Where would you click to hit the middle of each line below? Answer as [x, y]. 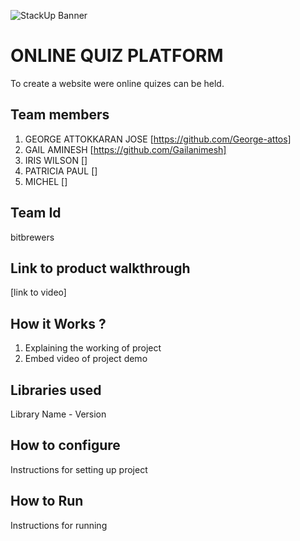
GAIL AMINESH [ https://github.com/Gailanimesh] [125, 149]
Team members [60, 115]
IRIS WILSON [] [56, 160]
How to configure [65, 445]
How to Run [47, 501]
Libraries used [56, 390]
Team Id [36, 213]
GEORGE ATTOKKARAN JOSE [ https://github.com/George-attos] [158, 139]
